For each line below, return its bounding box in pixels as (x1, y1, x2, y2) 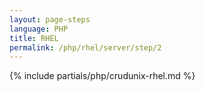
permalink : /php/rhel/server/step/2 (9, 42, 162, 53)
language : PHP (9, 24, 69, 34)
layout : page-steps (9, 14, 91, 25)
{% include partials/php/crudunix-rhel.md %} (9, 70, 196, 82)
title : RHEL (9, 33, 59, 43)
